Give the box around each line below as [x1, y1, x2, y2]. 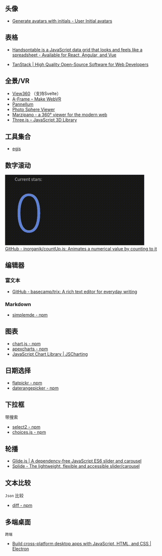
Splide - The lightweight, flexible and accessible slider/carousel [12, 463, 140, 469]
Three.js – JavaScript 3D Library [12, 117, 77, 123]
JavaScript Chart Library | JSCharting [12, 351, 88, 357]
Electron [12, 546, 29, 552]
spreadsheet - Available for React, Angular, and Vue [12, 52, 117, 58]
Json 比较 [5, 493, 24, 499]
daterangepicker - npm [12, 385, 59, 391]
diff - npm [12, 503, 33, 508]
